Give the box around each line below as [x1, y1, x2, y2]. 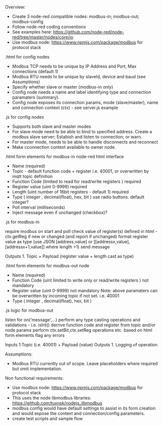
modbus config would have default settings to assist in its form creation [12, 406, 156, 411]
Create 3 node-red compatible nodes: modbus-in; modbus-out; [12, 14, 140, 19]
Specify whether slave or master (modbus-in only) [12, 84, 113, 89]
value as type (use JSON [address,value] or [5, 239, 93, 245]
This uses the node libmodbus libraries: [12, 395, 91, 401]
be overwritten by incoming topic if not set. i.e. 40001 [12, 293, 120, 299]
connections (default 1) [12, 69, 58, 74]
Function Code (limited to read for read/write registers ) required [12, 178, 142, 184]
